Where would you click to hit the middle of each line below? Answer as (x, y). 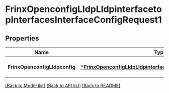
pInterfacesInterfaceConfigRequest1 (83, 20)
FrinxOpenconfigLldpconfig (41, 67)
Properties (22, 38)
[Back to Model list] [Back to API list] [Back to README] (63, 85)
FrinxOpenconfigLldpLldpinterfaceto (83, 9)
